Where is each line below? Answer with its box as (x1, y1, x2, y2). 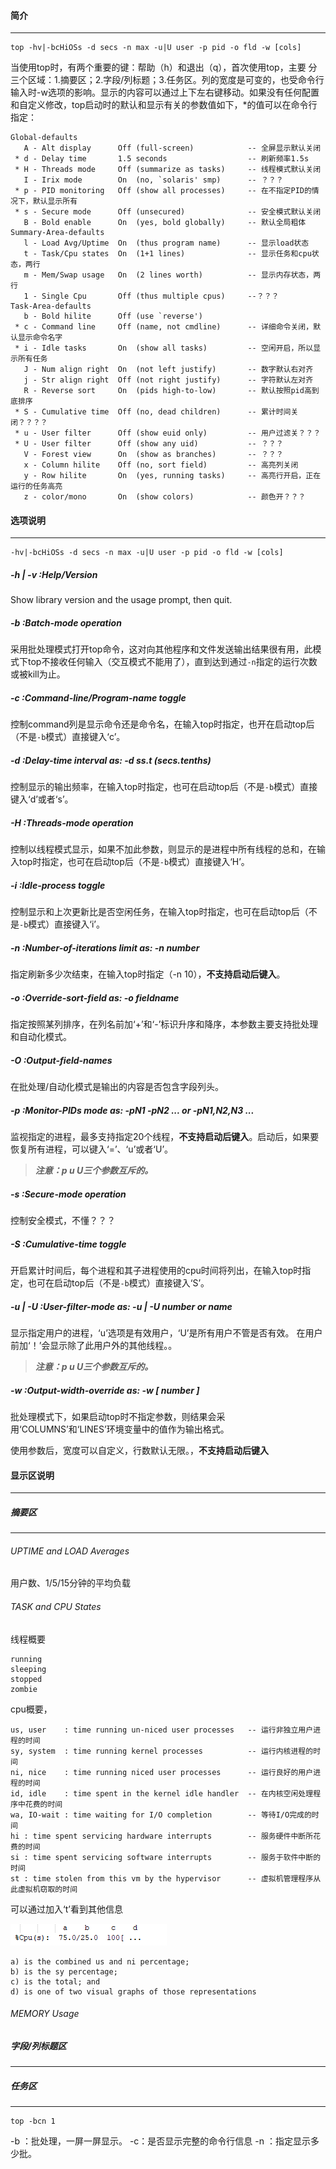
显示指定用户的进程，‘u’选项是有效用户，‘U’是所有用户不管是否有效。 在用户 (10, 1327, 323, 1339)
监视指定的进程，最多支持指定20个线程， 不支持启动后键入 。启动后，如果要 (10, 1131, 320, 1143)
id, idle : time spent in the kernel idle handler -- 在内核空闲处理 (10, 1788, 314, 1799)
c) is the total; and (10, 1976, 101, 1987)
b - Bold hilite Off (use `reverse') (23, 311, 203, 322)
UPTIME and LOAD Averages (10, 1545, 130, 1557)
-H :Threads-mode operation (10, 816, 134, 829)
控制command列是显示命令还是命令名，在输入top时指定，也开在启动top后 (10, 718, 315, 730)
